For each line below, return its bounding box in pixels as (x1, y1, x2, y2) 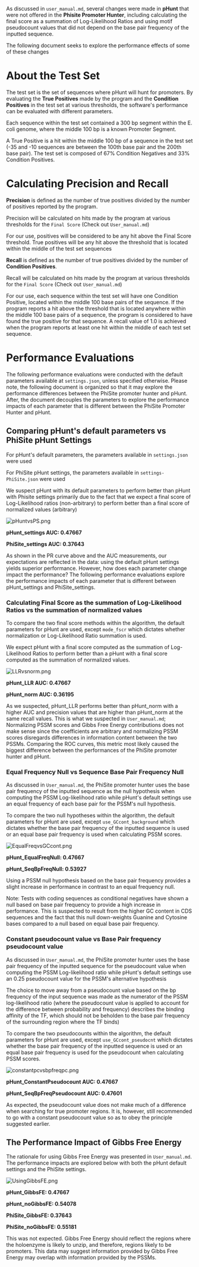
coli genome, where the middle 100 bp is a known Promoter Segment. (6, 125, 176, 133)
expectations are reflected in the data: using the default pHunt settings (6, 558, 179, 565)
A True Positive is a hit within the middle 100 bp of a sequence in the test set (6, 137, 193, 144)
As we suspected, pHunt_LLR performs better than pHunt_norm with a (6, 702, 178, 709)
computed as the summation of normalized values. (6, 656, 131, 663)
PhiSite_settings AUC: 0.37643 (6, 540, 85, 547)
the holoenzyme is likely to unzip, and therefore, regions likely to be (6, 1241, 172, 1249)
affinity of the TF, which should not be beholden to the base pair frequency (6, 1012, 190, 1019)
